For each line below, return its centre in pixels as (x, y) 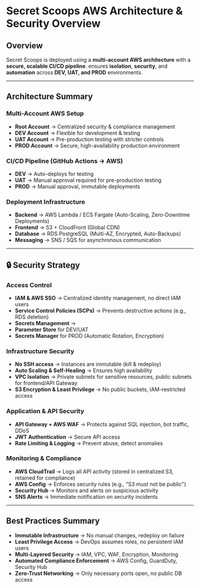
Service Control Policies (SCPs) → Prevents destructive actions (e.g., (100, 310)
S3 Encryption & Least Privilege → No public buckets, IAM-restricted (100, 389)
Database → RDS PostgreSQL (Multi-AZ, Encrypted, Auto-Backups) (98, 234)
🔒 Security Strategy (43, 265)
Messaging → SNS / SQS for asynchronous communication (88, 240)
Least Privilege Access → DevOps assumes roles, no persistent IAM (99, 542)
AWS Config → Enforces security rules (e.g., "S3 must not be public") (100, 484)
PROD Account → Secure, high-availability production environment (97, 145)
